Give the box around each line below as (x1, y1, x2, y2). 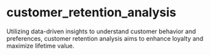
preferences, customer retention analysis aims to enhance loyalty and (6, 34, 204, 42)
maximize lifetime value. (6, 41, 75, 50)
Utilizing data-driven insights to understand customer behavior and (6, 27, 196, 35)
